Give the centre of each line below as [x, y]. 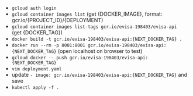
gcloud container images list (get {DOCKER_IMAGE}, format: [87, 14]
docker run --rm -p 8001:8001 [49, 45]
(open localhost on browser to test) [100, 51]
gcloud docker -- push [39, 58]
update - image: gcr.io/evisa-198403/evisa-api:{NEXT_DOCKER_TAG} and [99, 75]
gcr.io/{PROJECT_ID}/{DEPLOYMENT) [57, 20]
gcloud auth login [34, 8]
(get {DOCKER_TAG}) [37, 33]
